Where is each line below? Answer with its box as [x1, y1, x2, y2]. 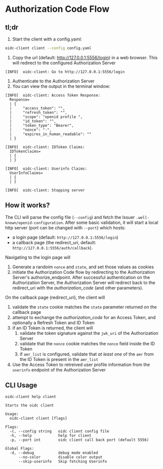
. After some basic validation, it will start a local [62, 219, 159, 225]
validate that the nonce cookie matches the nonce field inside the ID [19, 340, 155, 346]
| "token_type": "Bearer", [9, 123, 74, 128]
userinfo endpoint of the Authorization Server [12, 366, 106, 373]
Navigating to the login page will [5, 254, 71, 260]
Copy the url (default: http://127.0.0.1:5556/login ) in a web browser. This [12, 54, 158, 60]
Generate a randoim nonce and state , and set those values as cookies [12, 264, 154, 270]
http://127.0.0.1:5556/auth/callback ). [12, 245, 93, 251]
